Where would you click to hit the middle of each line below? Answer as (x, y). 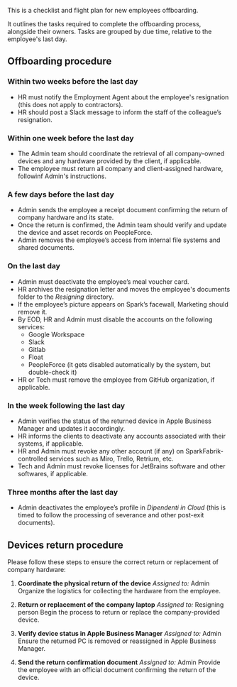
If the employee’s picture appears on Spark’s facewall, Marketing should (123, 304)
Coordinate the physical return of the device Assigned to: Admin (114, 583)
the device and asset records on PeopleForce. (85, 233)
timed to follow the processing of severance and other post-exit (111, 515)
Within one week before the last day (71, 138)
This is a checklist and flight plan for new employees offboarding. (103, 10)
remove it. (32, 312)
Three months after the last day (63, 492)
